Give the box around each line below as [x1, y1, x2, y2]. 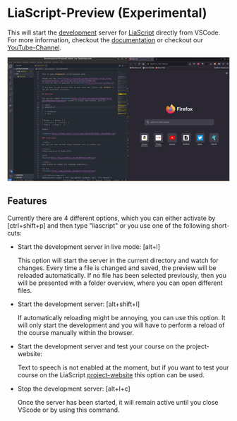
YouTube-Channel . [7, 43, 62, 51]
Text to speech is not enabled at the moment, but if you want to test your [17, 363, 229, 372]
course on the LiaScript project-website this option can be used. [17, 370, 205, 379]
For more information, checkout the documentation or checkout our [7, 35, 203, 44]
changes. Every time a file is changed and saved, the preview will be [17, 263, 217, 272]
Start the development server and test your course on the [17, 342, 185, 350]
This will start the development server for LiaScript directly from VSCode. [7, 28, 221, 37]
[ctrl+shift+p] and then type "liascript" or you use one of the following [7, 221, 210, 230]
